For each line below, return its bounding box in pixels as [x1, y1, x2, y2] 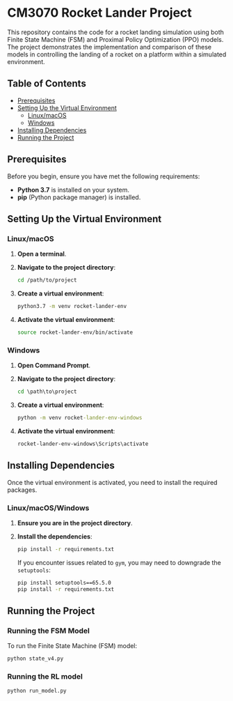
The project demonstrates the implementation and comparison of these [7, 43, 212, 51]
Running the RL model [7, 672, 83, 681]
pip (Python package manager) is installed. [17, 193, 141, 201]
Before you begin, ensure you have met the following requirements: [7, 172, 200, 180]
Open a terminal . [17, 249, 67, 259]
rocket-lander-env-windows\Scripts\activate [17, 440, 149, 447]
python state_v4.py [7, 655, 64, 663]
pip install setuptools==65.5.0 [17, 579, 111, 586]
